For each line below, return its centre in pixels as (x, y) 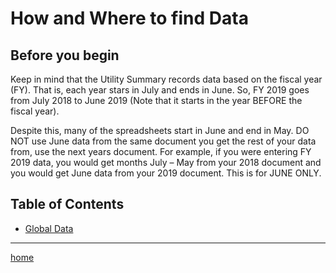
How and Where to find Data (129, 18)
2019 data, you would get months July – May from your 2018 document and (166, 162)
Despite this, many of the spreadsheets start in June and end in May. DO (160, 130)
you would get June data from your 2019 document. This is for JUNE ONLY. (166, 173)
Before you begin (65, 55)
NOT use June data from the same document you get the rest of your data (163, 141)
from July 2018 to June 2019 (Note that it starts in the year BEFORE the (156, 100)
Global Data (49, 228)
